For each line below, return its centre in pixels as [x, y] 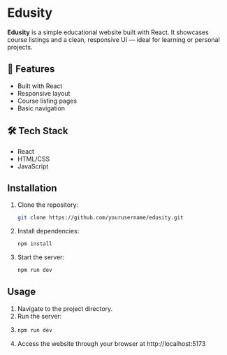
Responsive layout [44, 93]
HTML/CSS [34, 159]
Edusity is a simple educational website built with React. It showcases [108, 32]
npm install [35, 244]
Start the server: [41, 257]
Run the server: [39, 316]
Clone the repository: [48, 205]
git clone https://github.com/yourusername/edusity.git [100, 218]
